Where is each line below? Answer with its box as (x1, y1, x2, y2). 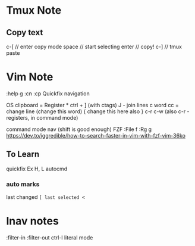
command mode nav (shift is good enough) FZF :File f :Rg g (6, 126, 152, 133)
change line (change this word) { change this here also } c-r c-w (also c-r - (6, 108, 190, 115)
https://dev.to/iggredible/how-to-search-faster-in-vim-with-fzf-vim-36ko (6, 132, 186, 139)
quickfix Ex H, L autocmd (6, 165, 68, 172)
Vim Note (6, 70, 54, 84)
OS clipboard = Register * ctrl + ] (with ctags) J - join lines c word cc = (6, 101, 180, 108)
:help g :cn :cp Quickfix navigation (6, 90, 90, 97)
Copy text (6, 27, 43, 38)
